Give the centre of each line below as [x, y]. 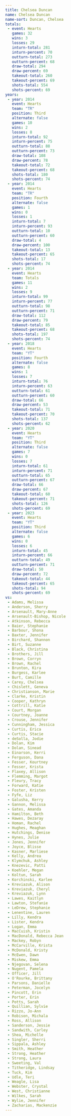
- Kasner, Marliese [28, 852]
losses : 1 [22, 217]
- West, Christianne [29, 1091]
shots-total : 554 [30, 85]
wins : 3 [20, 38]
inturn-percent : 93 [32, 226]
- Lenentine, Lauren [29, 912]
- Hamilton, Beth [25, 814]
